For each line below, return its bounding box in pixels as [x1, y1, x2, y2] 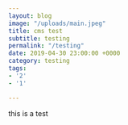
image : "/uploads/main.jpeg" [8, 19, 106, 27]
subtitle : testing [8, 34, 70, 43]
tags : [8, 65, 27, 73]
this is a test [8, 108, 48, 118]
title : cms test [8, 27, 63, 35]
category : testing [8, 57, 70, 65]
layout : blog [8, 11, 52, 20]
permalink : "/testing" [8, 42, 85, 50]
